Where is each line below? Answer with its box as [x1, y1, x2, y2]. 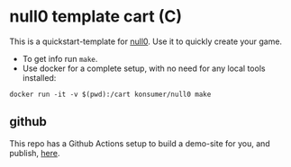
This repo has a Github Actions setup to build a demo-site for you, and [9, 137, 270, 149]
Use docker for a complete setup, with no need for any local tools [22, 63, 266, 74]
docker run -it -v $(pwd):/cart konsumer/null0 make [9, 90, 212, 99]
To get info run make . [22, 53, 98, 64]
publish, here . [9, 147, 60, 158]
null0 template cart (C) [9, 6, 183, 27]
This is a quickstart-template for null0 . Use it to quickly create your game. [9, 36, 282, 47]
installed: [22, 72, 57, 83]
